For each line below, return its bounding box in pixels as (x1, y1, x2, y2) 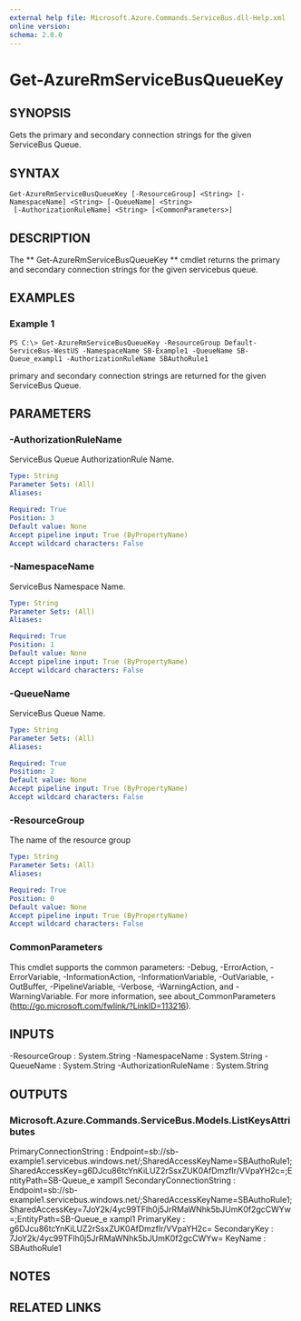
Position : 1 (9, 640, 54, 650)
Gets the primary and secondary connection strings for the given (9, 129, 252, 141)
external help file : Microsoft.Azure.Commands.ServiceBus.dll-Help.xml (9, 13, 286, 23)
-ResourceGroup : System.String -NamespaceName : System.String (9, 1051, 263, 1062)
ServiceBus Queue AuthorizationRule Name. (9, 454, 175, 465)
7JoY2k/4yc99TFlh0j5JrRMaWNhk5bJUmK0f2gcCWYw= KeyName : (9, 1233, 267, 1244)
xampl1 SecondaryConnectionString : (96, 1175, 236, 1186)
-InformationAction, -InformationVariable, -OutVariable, (63, 971, 269, 982)
